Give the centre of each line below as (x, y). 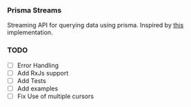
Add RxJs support (43, 73)
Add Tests (31, 80)
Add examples (38, 88)
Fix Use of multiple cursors (56, 96)
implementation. (30, 32)
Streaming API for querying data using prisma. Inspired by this (95, 25)
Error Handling (38, 65)
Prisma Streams (34, 10)
